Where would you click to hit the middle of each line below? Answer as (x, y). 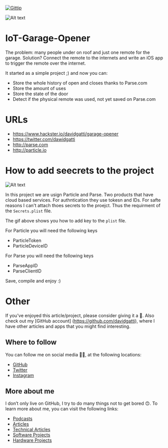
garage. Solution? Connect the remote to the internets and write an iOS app (84, 58)
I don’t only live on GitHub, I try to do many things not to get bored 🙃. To (81, 403)
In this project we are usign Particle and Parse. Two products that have (79, 194)
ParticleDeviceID (30, 246)
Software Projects (31, 435)
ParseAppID (25, 265)
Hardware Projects (32, 440)
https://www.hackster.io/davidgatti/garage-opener (65, 134)
